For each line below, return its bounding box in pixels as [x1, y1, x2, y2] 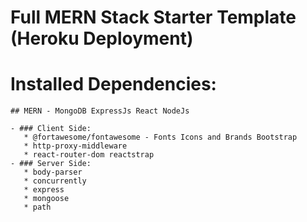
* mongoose [23, 194, 70, 204]
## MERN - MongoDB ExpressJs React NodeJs [10, 106, 190, 116]
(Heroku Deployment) [10, 27, 194, 50]
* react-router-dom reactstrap [23, 150, 155, 160]
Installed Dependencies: [10, 73, 217, 96]
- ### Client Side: [10, 124, 92, 134]
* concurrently [23, 176, 87, 186]
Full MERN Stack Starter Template [10, 6, 297, 29]
